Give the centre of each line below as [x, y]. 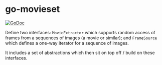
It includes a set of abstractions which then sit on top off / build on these [80, 53]
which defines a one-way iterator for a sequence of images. [67, 43]
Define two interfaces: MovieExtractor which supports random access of [80, 32]
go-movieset [33, 9]
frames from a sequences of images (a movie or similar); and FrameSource [81, 38]
